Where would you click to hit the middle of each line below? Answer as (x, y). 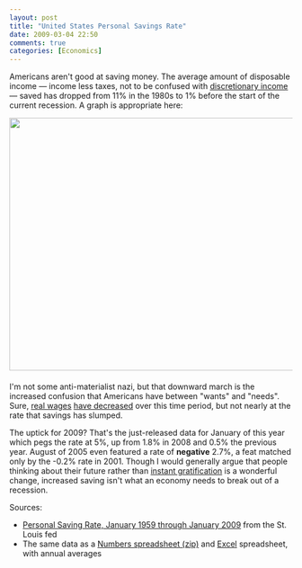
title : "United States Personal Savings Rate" (98, 26)
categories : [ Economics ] (56, 51)
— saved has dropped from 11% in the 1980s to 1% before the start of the (145, 96)
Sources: (26, 508)
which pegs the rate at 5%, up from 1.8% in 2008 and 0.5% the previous (143, 442)
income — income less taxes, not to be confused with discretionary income (149, 86)
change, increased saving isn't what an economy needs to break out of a (144, 481)
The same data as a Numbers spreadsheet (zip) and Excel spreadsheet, (155, 544)
